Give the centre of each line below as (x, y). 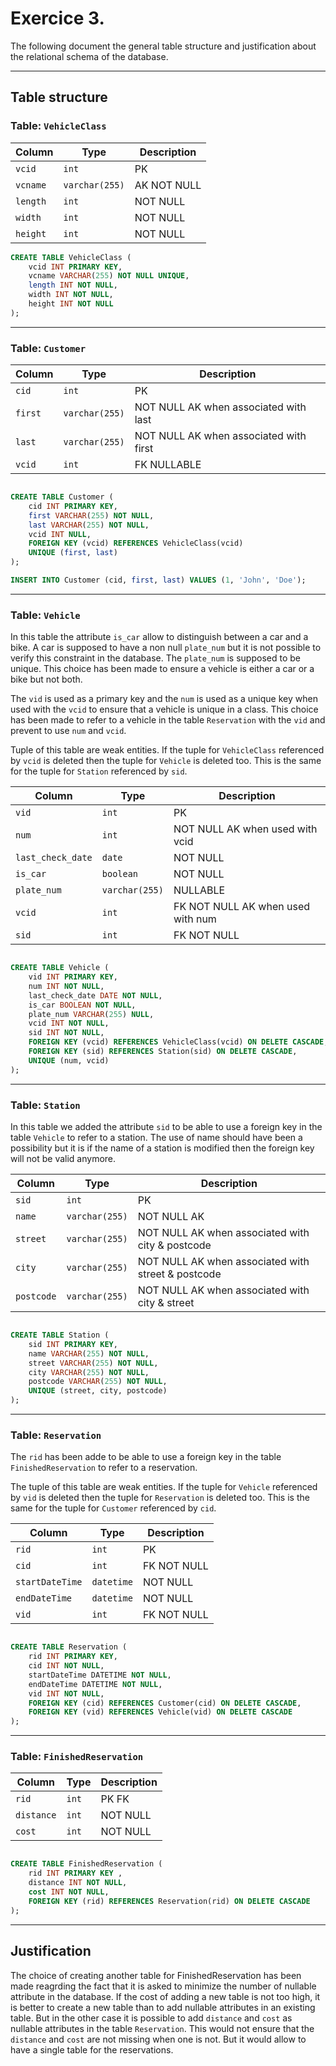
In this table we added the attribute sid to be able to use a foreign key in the (166, 1127)
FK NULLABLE (168, 465)
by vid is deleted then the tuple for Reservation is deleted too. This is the (160, 1498)
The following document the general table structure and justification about (163, 46)
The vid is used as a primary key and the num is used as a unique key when (164, 699)
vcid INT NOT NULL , (69, 1023)
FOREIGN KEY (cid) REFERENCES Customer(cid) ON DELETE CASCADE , (165, 1703)
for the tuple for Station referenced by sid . (99, 771)
